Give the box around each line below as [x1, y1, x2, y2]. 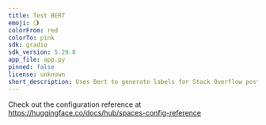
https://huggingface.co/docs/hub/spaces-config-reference [8, 108, 202, 117]
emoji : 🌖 [8, 19, 40, 27]
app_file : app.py [8, 56, 66, 64]
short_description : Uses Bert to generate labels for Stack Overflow [8, 78, 243, 85]
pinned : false [8, 63, 55, 71]
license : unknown [8, 70, 66, 78]
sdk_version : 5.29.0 [8, 48, 77, 56]
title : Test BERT [8, 11, 66, 20]
